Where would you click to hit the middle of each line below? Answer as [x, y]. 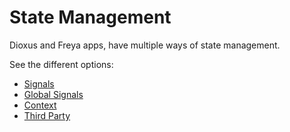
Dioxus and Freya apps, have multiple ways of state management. [145, 45]
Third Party [47, 115]
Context [40, 105]
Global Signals [53, 94]
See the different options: [61, 64]
